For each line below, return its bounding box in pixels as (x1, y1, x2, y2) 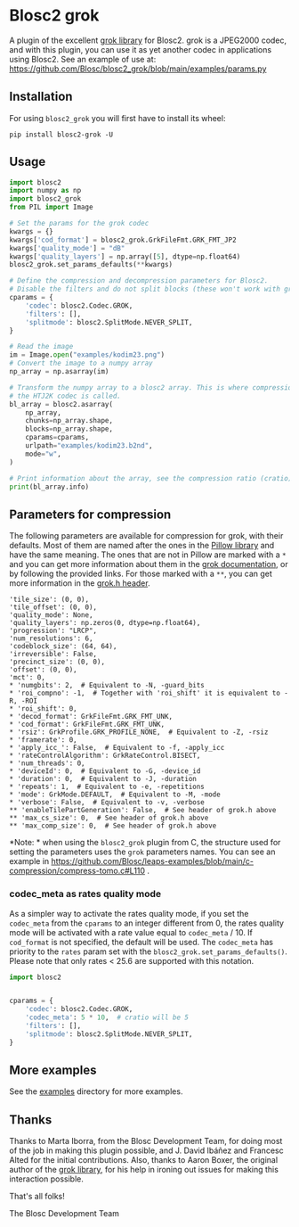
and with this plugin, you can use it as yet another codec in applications (9, 44, 272, 54)
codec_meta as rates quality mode (9, 888, 162, 901)
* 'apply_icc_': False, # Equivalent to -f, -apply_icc (9, 744, 225, 753)
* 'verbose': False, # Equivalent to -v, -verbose (9, 798, 205, 807)
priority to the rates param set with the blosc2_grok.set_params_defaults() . (9, 946, 287, 957)
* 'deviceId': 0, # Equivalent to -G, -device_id (9, 767, 201, 776)
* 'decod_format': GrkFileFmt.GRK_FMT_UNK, (9, 712, 174, 721)
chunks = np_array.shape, (25, 416, 114, 425)
